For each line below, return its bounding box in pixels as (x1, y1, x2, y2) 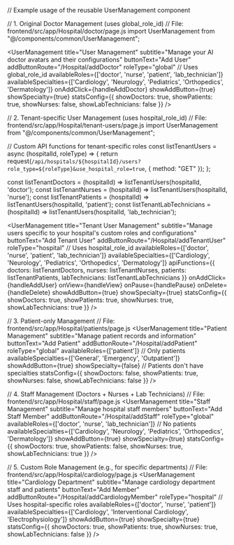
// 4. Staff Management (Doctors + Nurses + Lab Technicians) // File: (7, 390, 205, 398)
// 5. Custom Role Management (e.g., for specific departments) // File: (7, 463, 208, 471)
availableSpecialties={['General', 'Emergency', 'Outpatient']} (7, 354, 180, 362)
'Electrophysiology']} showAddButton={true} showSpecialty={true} (7, 515, 200, 523)
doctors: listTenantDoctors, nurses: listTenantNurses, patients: (7, 266, 187, 274)
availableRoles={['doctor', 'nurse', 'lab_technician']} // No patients (7, 420, 197, 428)
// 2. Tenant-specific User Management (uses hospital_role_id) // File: (7, 113, 207, 122)
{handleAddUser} (7, 281, 58, 289)
